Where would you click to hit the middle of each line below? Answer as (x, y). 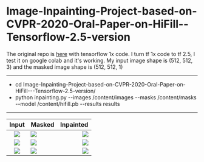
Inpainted (74, 124)
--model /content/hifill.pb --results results (67, 104)
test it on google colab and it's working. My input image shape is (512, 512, (100, 60)
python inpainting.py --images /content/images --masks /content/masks (106, 97)
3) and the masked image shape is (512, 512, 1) (65, 67)
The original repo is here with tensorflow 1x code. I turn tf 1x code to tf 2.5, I (101, 54)
